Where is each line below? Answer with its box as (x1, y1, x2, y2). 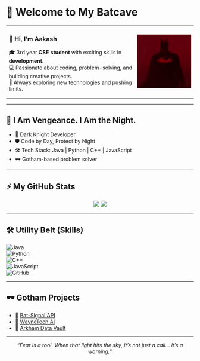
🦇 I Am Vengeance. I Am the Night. (6, 115, 136, 125)
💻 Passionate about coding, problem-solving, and (8, 64, 133, 71)
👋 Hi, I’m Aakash (8, 35, 58, 43)
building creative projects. (8, 72, 73, 79)
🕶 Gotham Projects (6, 293, 80, 303)
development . (8, 57, 44, 65)
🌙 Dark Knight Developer (14, 131, 76, 138)
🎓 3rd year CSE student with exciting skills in (8, 48, 122, 56)
